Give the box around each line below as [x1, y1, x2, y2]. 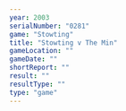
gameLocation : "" [9, 47, 74, 55]
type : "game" [9, 88, 58, 97]
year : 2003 [9, 13, 50, 22]
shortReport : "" [9, 64, 70, 73]
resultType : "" [9, 80, 66, 89]
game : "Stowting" [9, 30, 74, 38]
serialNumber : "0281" [9, 21, 90, 30]
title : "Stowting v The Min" [9, 38, 118, 47]
